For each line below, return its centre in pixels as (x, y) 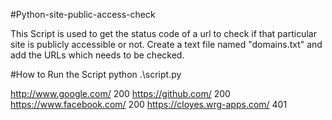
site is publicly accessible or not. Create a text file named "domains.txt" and (166, 44)
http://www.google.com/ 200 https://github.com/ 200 (120, 93)
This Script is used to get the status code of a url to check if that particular (163, 33)
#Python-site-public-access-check (83, 14)
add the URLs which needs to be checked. (97, 55)
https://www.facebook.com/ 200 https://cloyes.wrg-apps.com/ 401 (149, 104)
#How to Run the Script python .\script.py (96, 74)
